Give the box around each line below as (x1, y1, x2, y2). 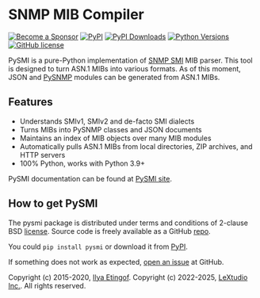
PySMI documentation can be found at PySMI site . (8, 174, 173, 183)
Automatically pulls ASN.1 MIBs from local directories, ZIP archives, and (19, 141, 253, 151)
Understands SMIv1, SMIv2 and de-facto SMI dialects (19, 117, 195, 126)
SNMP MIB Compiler (8, 6, 144, 24)
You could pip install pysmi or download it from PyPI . (8, 242, 188, 251)
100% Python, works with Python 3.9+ (19, 159, 145, 168)
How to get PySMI (8, 197, 98, 211)
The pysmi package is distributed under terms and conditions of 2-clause (8, 218, 248, 227)
